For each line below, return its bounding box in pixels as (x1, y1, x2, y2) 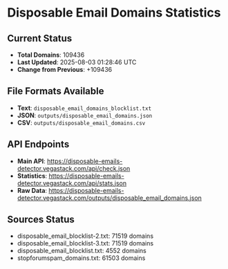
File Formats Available (7, 85, 104, 98)
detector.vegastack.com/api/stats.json (17, 178, 127, 187)
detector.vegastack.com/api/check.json (17, 164, 131, 172)
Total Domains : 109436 (17, 50, 85, 59)
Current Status (7, 33, 73, 44)
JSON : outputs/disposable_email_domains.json (17, 111, 153, 119)
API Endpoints (7, 138, 70, 150)
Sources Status (7, 214, 75, 225)
